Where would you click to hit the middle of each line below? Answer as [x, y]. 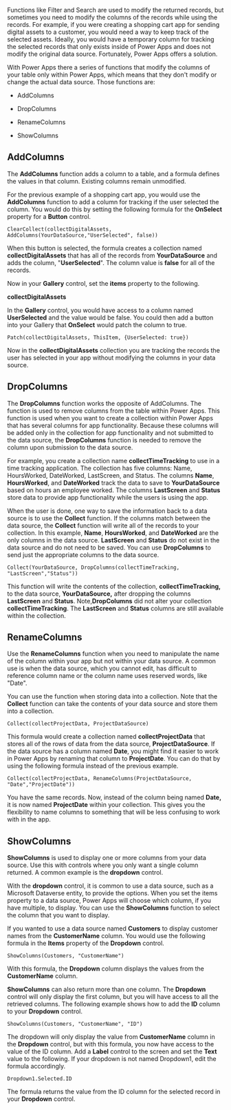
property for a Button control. [49, 216]
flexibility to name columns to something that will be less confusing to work [114, 812]
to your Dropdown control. [45, 1011]
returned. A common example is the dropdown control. [85, 873]
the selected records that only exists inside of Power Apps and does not [109, 47]
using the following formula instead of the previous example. [93, 766]
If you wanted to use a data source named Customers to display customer [113, 928]
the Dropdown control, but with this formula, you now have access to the [111, 1044]
